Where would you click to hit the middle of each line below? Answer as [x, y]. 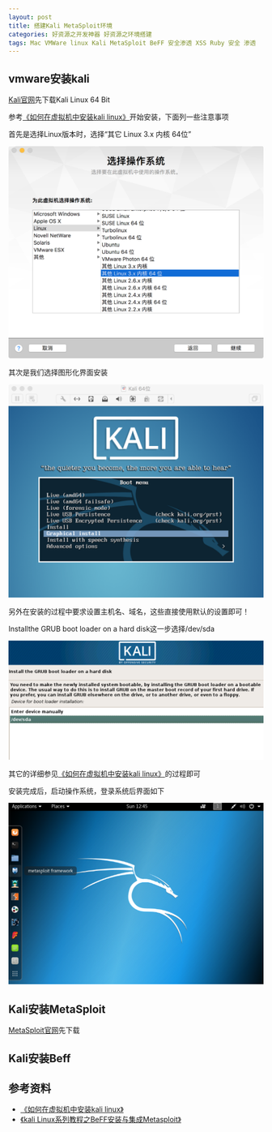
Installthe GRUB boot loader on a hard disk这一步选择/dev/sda [112, 629]
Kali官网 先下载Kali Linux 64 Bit [59, 100]
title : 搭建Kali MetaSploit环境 [61, 26]
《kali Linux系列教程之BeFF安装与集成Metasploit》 [101, 1120]
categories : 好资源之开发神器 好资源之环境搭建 [80, 34]
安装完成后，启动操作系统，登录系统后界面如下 [86, 791]
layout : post [30, 17]
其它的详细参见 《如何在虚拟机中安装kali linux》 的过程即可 [104, 774]
